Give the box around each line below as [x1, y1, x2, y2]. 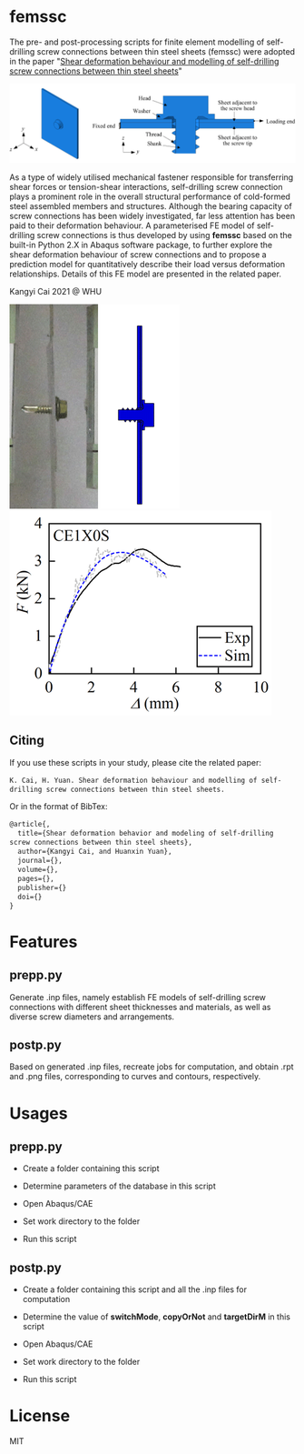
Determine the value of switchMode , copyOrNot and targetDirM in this [22, 1311, 290, 1322]
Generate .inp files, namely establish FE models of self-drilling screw [9, 991, 266, 1002]
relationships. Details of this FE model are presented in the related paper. [9, 268, 281, 279]
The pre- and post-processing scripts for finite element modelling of [9, 36, 265, 47]
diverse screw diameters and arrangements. [9, 1011, 175, 1022]
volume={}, [17, 865, 59, 874]
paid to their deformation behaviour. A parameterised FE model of [9, 220, 256, 231]
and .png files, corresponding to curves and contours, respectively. [9, 1071, 261, 1082]
